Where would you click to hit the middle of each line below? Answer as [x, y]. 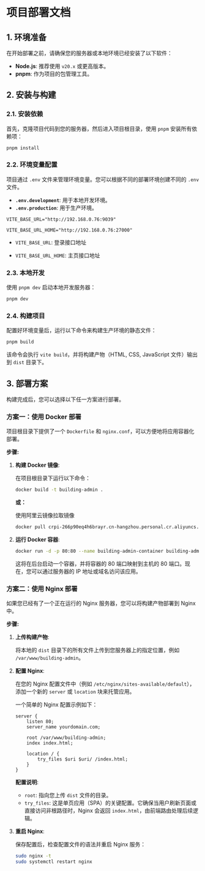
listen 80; [40, 722]
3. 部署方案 [27, 384]
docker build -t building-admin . [59, 490]
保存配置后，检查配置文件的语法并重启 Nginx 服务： [80, 845]
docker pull [30, 527]
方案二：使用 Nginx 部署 [42, 588]
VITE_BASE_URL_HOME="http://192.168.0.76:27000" [69, 230]
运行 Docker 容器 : [37, 540]
